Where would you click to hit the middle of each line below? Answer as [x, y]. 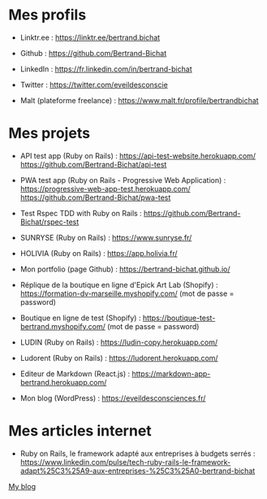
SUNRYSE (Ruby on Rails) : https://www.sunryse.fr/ [106, 237]
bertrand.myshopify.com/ [62, 326]
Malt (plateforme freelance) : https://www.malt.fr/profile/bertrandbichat [139, 100]
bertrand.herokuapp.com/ [63, 382]
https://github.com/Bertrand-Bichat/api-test [93, 164]
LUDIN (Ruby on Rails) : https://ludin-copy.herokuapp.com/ [118, 342]
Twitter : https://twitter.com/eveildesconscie [94, 85]
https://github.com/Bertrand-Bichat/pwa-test [95, 197]
